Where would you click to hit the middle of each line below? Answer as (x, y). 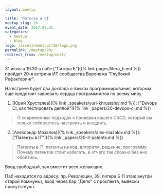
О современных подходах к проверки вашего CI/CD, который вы (84, 117)
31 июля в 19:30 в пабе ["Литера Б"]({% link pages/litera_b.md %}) (73, 68)
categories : (17, 32)
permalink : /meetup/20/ (29, 50)
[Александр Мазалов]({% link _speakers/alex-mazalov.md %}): (76, 132)
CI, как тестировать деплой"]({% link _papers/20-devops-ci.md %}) (81, 108)
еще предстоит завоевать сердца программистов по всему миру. (74, 94)
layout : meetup (20, 10)
